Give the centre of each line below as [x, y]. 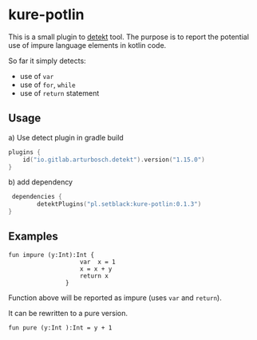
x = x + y [96, 269]
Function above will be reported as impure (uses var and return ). [115, 298]
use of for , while [47, 85]
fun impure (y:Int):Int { [51, 255]
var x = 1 [97, 262]
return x [94, 276]
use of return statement [59, 93]
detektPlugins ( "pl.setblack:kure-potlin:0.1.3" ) [119, 204]
